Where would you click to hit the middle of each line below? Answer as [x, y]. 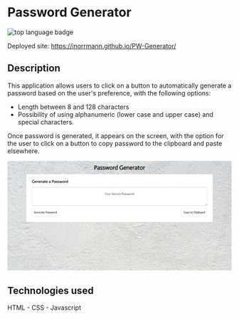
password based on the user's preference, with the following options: [109, 93]
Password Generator [69, 12]
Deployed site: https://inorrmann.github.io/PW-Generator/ [92, 46]
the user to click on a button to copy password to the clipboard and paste [115, 143]
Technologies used [51, 290]
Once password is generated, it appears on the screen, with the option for [116, 135]
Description [34, 68]
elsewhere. [23, 151]
